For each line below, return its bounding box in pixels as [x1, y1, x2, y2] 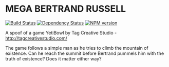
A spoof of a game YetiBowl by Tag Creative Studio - [5, 29, 117, 36]
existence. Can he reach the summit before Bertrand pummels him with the [5, 50, 164, 56]
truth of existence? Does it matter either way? [5, 55, 102, 61]
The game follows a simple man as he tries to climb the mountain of [5, 45, 148, 51]
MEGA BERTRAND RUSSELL [5, 3, 126, 15]
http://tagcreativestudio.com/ [5, 35, 68, 41]
